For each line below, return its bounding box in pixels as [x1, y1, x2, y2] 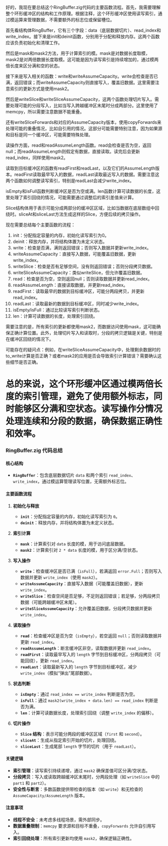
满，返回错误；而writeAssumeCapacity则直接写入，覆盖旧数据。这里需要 [5, 80, 156, 85]
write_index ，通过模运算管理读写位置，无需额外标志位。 [12, 479, 129, 485]
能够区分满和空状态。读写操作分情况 [14, 403, 163, 415]
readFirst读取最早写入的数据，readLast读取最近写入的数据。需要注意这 [14, 171, 160, 177]
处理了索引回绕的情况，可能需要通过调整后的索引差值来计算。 [9, 194, 136, 200]
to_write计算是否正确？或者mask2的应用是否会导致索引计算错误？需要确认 [5, 353, 158, 359]
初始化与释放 [12, 503, 39, 508]
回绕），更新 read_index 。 [24, 658, 77, 664]
